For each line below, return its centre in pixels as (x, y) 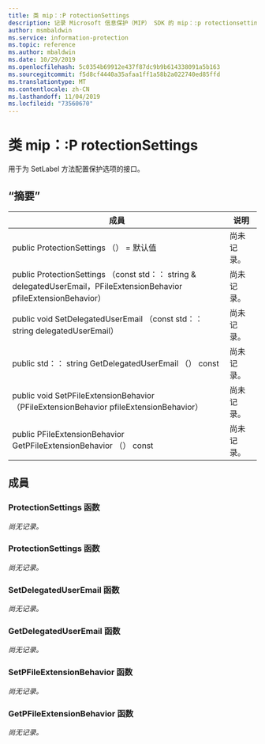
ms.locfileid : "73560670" (50, 104)
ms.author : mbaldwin (42, 52)
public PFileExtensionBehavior (68, 434)
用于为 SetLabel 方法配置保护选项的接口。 (76, 169)
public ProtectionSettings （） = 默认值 (84, 248)
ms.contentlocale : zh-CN (49, 89)
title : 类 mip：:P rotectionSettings (69, 15)
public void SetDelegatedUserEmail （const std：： (108, 319)
